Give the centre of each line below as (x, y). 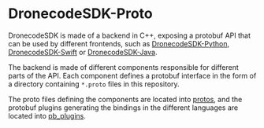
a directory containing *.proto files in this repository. (94, 84)
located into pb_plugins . (47, 115)
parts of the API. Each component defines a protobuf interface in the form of (132, 75)
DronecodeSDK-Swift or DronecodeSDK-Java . (83, 52)
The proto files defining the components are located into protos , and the (125, 99)
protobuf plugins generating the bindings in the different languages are (123, 108)
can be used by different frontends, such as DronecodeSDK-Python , (119, 43)
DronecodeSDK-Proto (81, 14)
